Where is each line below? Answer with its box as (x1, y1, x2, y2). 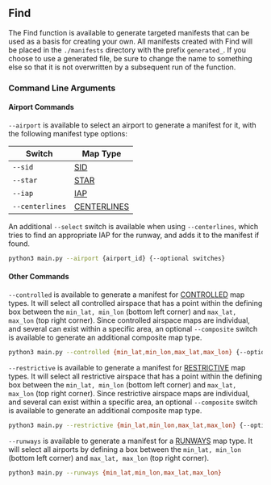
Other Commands (8, 272, 70, 282)
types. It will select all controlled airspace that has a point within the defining (8, 299, 263, 308)
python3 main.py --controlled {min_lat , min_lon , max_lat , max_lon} (8, 349, 232, 357)
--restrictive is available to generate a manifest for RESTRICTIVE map (8, 362, 246, 372)
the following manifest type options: (8, 128, 127, 138)
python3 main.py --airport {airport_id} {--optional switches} (8, 254, 226, 262)
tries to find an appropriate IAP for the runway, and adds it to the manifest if (8, 230, 260, 240)
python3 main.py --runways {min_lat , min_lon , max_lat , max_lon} (8, 468, 222, 477)
